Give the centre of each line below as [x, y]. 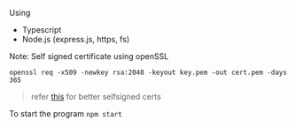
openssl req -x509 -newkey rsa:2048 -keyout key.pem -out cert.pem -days [148, 72]
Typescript [42, 30]
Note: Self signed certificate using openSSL [89, 56]
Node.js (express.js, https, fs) [76, 39]
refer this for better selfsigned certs [96, 97]
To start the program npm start [66, 113]
